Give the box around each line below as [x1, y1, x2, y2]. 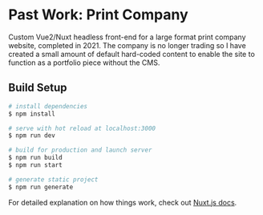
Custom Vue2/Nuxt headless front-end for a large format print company [8, 32, 246, 42]
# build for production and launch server [8, 146, 152, 154]
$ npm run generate [8, 183, 74, 191]
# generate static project [8, 175, 99, 184]
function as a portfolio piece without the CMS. [8, 58, 160, 67]
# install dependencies [8, 102, 88, 110]
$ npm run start [8, 161, 63, 169]
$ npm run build [8, 154, 63, 162]
